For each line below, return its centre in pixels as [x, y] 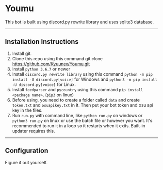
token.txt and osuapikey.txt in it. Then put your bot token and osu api [83, 105]
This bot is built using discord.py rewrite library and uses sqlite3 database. [80, 22]
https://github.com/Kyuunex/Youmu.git [51, 64]
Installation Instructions [42, 42]
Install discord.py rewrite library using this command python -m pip [82, 74]
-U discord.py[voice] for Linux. [44, 84]
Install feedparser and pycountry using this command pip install [77, 89]
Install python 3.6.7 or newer [41, 69]
